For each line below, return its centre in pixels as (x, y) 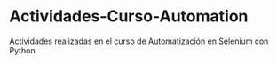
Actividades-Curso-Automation (129, 16)
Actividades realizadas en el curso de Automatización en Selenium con (139, 41)
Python (22, 50)
